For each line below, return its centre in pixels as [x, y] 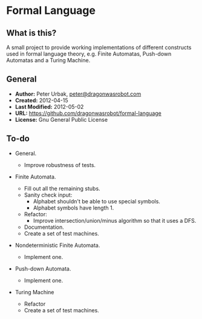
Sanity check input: [48, 195]
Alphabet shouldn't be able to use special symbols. [96, 201]
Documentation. [44, 227]
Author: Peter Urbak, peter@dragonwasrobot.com [78, 94]
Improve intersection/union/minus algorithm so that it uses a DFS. [115, 220]
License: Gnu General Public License [61, 119]
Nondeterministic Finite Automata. [57, 245]
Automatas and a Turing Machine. [48, 60]
